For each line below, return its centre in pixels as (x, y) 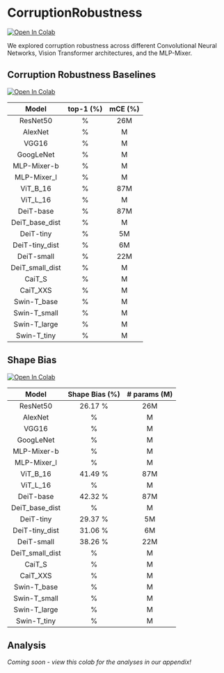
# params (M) (150, 394)
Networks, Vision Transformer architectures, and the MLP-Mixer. (100, 53)
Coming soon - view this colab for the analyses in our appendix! (99, 662)
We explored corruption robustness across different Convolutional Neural (112, 45)
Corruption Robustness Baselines (82, 75)
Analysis (27, 645)
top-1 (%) (85, 109)
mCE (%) (124, 109)
